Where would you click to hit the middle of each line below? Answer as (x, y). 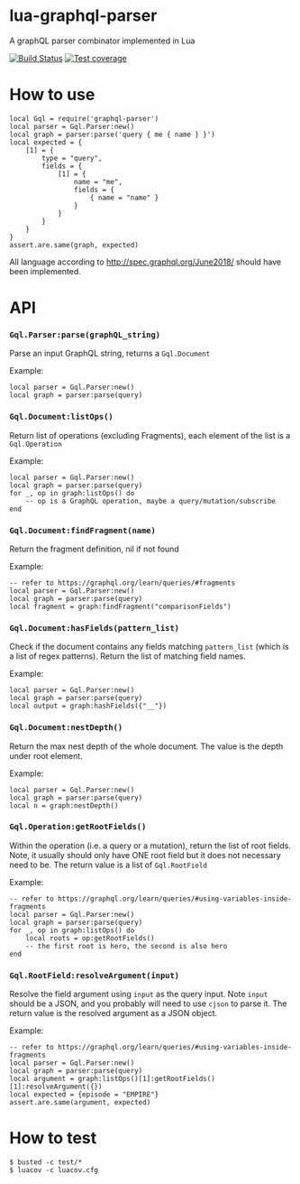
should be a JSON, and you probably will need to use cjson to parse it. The (148, 1004)
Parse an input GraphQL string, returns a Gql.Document (110, 354)
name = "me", (98, 181)
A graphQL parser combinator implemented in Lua (102, 41)
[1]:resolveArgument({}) (56, 1087)
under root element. (46, 755)
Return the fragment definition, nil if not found (95, 549)
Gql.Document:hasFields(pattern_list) (95, 628)
